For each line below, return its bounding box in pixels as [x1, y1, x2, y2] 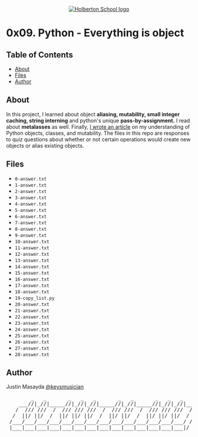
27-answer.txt [14, 345, 49, 351]
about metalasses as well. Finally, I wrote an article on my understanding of [6, 123, 190, 130]
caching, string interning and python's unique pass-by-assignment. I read [6, 117, 190, 124]
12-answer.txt [14, 251, 49, 257]
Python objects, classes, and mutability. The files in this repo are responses [6, 129, 190, 136]
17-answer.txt [14, 282, 49, 289]
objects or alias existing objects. [6, 142, 84, 149]
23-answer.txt [14, 320, 49, 326]
